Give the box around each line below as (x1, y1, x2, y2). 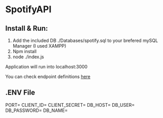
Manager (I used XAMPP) (12, 43, 66, 49)
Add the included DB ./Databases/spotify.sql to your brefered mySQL (12, 37, 158, 43)
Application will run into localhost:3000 (5, 64, 88, 69)
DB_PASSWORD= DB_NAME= (5, 107, 68, 113)
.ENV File (5, 88, 35, 97)
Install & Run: (5, 24, 49, 33)
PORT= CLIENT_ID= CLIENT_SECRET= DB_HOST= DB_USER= (5, 102, 135, 108)
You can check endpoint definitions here (5, 74, 91, 80)
